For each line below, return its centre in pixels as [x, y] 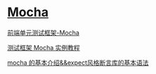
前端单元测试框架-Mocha [43, 32]
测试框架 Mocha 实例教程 [44, 47]
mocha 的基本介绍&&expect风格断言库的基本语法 [78, 62]
